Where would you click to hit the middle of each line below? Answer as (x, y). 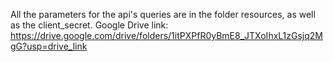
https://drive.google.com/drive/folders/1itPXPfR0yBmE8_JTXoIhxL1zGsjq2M (166, 35)
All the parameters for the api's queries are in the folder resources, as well (163, 14)
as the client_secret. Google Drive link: (89, 25)
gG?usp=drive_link (49, 46)
